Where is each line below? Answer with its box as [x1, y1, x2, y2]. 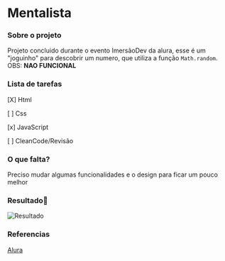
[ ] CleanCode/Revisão [7, 136, 74, 145]
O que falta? [7, 154, 50, 164]
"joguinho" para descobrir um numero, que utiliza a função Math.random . [7, 54, 218, 62]
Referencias [7, 229, 50, 239]
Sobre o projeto [7, 30, 62, 40]
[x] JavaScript [7, 123, 49, 131]
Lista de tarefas [7, 79, 62, 89]
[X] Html [7, 95, 32, 104]
